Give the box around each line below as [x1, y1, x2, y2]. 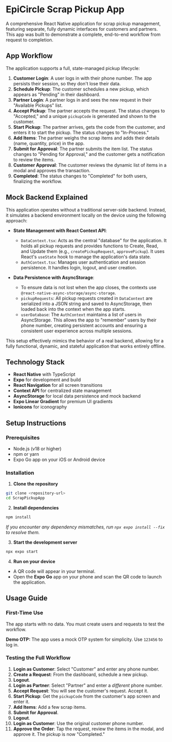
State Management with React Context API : [13, 227, 107, 234]
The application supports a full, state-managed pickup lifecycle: [6, 65, 140, 71]
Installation [6, 469, 35, 476]
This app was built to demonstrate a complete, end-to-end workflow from [6, 31, 161, 37]
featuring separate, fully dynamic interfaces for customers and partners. [6, 26, 158, 32]
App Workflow [6, 52, 53, 60]
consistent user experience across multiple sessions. [20, 328, 133, 334]
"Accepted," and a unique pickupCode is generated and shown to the [13, 113, 157, 119]
